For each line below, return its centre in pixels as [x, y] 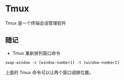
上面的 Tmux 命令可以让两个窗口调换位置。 [49, 72]
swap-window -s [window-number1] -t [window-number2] [62, 63]
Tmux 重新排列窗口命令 [36, 53]
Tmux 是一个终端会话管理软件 [36, 23]
